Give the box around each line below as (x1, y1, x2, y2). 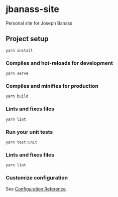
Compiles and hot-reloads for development (6, 59, 113, 66)
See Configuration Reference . (6, 185, 67, 191)
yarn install (6, 48, 33, 53)
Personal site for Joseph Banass (6, 20, 72, 26)
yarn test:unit (6, 139, 38, 145)
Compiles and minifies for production (6, 82, 98, 89)
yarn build (6, 94, 29, 99)
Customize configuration (6, 174, 68, 181)
